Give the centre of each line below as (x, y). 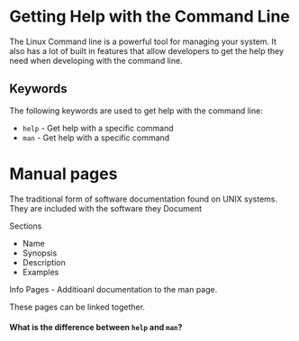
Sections (26, 226)
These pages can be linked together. (77, 307)
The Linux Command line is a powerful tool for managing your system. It (143, 41)
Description (44, 262)
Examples (41, 272)
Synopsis (40, 253)
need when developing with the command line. (96, 60)
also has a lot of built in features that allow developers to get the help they (147, 50)
